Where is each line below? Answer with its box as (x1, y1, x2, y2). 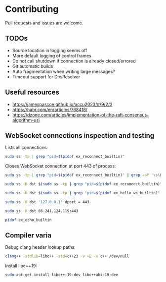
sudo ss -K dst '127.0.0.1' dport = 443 (5, 199, 90, 204)
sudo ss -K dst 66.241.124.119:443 (5, 208, 79, 214)
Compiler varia (5, 231, 52, 239)
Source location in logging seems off (12, 47, 87, 53)
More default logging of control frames (12, 53, 91, 58)
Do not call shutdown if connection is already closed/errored (12, 58, 136, 64)
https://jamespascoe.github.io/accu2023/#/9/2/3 (12, 101, 113, 107)
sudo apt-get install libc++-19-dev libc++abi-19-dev (5, 273, 119, 278)
